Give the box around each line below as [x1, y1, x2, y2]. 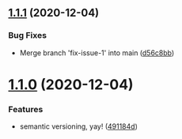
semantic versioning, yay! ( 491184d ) [19, 122, 138, 131]
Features [8, 103, 44, 115]
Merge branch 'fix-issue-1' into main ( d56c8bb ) [19, 47, 175, 58]
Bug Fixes [8, 30, 47, 41]
